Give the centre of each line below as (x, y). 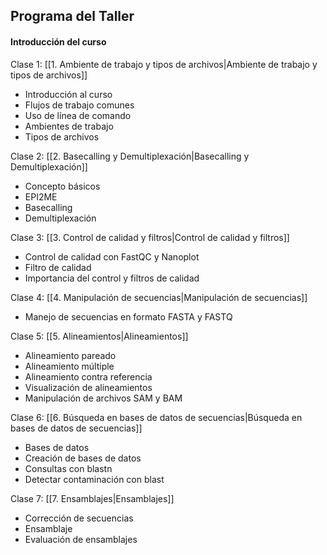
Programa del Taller (72, 16)
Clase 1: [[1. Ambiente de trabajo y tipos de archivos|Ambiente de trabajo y (164, 64)
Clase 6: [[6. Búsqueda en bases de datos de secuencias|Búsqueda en (156, 417)
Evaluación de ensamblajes (81, 539)
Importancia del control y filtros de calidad (112, 278)
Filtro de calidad (58, 267)
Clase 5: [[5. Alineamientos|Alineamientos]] (99, 336)
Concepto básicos (62, 186)
